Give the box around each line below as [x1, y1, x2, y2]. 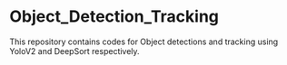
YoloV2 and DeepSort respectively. [9, 45, 140, 56]
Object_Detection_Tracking [9, 6, 220, 27]
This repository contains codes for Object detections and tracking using [9, 36, 279, 47]
